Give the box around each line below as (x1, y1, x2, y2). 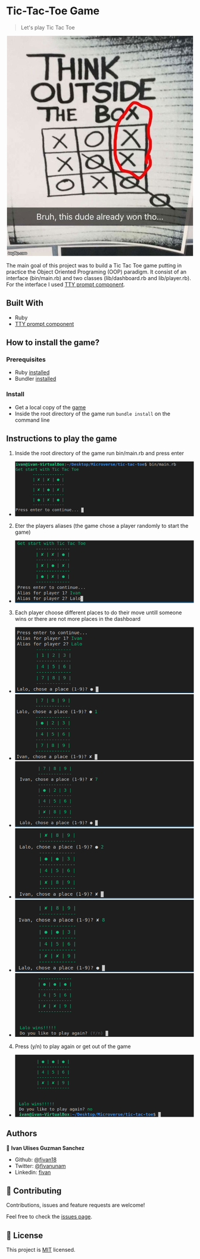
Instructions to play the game (6, 434, 117, 444)
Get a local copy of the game (14, 403, 86, 411)
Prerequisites (6, 356, 46, 364)
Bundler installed (14, 375, 57, 383)
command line (14, 416, 50, 424)
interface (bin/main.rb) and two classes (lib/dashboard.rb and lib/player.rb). (6, 274, 192, 281)
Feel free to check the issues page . (6, 1213, 92, 1220)
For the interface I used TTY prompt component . (6, 281, 126, 288)
